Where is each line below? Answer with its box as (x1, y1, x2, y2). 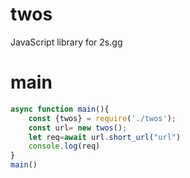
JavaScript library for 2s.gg (10, 36, 123, 48)
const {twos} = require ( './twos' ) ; (28, 113, 177, 123)
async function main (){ (10, 104, 110, 114)
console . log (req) (28, 141, 101, 152)
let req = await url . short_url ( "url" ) (28, 132, 182, 142)
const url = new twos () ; (28, 123, 128, 133)
